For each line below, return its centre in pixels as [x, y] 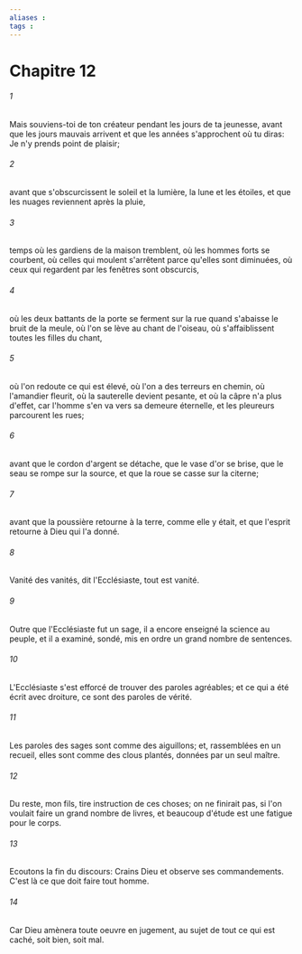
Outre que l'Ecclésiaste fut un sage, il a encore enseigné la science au [140, 629]
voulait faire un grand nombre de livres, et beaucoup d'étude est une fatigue [151, 813]
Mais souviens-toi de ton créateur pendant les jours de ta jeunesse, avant [146, 124]
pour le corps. [35, 823]
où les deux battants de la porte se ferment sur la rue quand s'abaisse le [144, 318]
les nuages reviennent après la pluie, [78, 202]
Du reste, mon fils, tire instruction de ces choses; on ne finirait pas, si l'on [146, 804]
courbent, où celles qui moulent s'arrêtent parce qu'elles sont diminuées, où [151, 260]
